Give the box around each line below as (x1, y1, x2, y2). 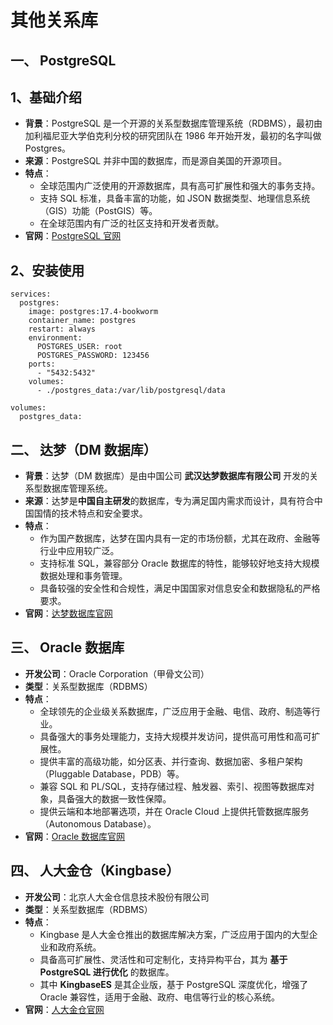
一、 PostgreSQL (10, 52, 117, 69)
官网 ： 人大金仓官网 (24, 1003, 105, 1015)
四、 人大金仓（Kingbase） (10, 862, 180, 880)
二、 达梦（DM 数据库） (10, 441, 157, 458)
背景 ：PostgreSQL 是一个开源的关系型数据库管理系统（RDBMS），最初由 (24, 117, 323, 130)
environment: (28, 333, 83, 343)
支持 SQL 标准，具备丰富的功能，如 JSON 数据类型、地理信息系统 (39, 192, 311, 205)
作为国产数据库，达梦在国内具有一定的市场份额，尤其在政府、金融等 (39, 532, 321, 545)
